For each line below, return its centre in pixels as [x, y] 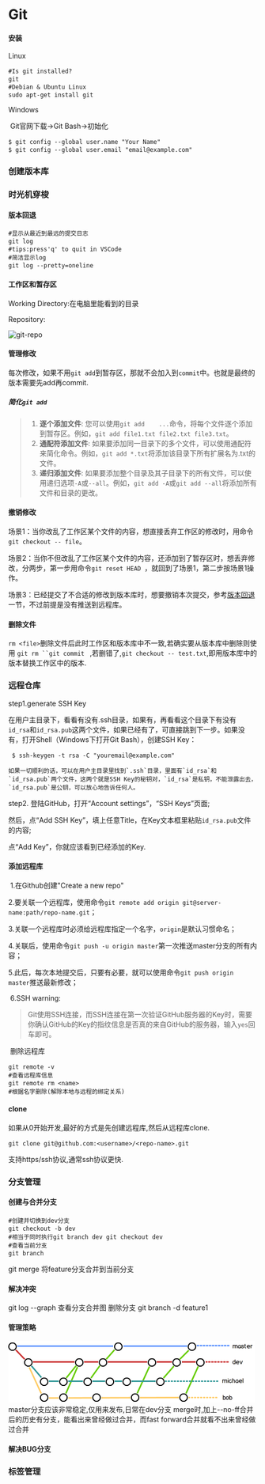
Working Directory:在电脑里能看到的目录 [74, 303]
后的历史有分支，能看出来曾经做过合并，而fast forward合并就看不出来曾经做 [132, 1420]
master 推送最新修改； [43, 982]
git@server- [202, 903]
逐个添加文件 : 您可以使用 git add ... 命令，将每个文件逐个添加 [146, 423]
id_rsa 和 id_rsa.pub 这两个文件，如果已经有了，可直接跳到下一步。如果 [123, 729]
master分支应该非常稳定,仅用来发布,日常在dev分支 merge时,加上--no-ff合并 [131, 1410]
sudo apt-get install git [51, 95]
